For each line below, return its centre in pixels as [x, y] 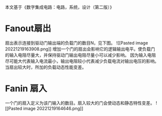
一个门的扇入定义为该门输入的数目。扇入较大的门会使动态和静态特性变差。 [80, 103]
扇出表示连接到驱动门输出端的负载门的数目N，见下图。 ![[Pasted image [77, 43]
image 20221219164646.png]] [53, 108]
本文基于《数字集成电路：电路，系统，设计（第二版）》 [60, 7]
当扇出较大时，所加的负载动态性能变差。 [46, 67]
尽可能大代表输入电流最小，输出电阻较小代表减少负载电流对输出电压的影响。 [82, 61]
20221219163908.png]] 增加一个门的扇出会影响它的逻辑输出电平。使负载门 [80, 49]
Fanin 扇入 [26, 89]
